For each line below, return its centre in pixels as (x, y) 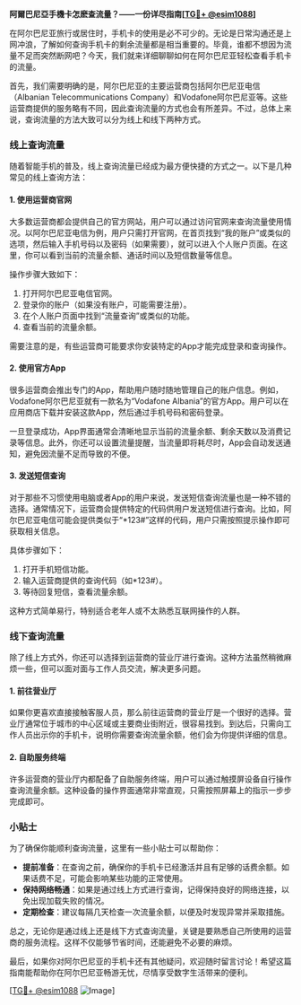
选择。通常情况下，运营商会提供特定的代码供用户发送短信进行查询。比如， (146, 508)
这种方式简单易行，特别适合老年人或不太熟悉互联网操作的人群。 (127, 610)
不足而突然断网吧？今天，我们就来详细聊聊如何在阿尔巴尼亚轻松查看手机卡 (154, 56)
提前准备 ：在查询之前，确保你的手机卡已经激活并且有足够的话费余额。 (152, 867)
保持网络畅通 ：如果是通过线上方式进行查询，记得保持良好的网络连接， (152, 889)
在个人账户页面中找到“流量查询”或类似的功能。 (108, 315)
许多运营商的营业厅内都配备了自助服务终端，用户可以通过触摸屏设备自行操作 (150, 779)
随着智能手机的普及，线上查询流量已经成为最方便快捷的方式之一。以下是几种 (150, 166)
